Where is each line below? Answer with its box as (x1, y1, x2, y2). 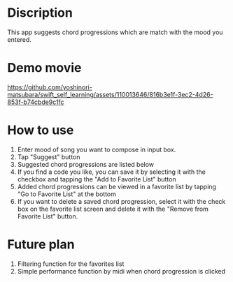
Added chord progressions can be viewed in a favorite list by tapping (17, 182, 217, 191)
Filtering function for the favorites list (17, 260, 125, 268)
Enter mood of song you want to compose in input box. (17, 145, 176, 154)
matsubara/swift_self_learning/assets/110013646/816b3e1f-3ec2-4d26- (7, 90, 213, 98)
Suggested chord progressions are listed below (17, 160, 155, 168)
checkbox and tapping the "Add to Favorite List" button (17, 175, 176, 183)
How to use (7, 122, 74, 138)
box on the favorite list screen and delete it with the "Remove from (17, 205, 209, 213)
